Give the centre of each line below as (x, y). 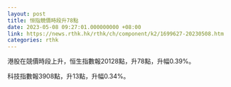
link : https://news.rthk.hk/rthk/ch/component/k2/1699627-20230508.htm (116, 34)
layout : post (27, 14)
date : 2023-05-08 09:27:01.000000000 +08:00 (74, 27)
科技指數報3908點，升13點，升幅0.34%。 (69, 76)
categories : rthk (33, 40)
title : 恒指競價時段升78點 (43, 21)
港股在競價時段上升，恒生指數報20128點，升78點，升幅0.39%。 (101, 62)
